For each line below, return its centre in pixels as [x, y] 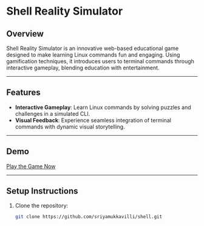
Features [23, 93]
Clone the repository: [42, 206]
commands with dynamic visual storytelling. [70, 127]
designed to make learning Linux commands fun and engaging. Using [93, 55]
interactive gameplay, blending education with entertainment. [83, 68]
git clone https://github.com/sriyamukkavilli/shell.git [89, 217]
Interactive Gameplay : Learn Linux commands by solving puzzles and [103, 107]
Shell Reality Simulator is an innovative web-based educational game [93, 48]
